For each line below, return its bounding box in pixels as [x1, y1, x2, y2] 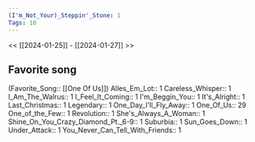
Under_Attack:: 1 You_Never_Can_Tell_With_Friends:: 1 [8, 126, 182, 135]
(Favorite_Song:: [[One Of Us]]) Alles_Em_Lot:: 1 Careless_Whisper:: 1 [8, 84, 231, 93]
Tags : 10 [8, 19, 37, 27]
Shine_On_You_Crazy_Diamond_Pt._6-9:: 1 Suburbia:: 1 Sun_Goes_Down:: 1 [8, 117, 248, 126]
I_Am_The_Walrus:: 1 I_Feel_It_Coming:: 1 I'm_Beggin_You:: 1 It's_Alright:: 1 [8, 92, 246, 102]
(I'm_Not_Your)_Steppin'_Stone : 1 [8, 11, 122, 20]
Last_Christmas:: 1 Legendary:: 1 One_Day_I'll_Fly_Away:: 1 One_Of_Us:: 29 [8, 100, 247, 110]
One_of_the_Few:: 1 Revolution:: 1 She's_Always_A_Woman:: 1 [8, 109, 206, 118]
